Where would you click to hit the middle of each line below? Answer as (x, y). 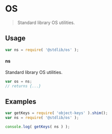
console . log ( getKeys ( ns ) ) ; (38, 127)
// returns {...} (23, 86)
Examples (21, 101)
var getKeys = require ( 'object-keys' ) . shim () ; (56, 113)
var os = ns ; (19, 81)
